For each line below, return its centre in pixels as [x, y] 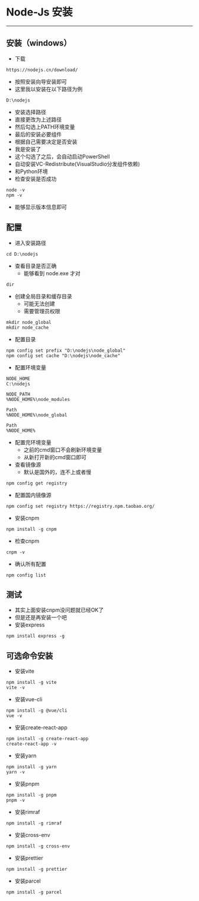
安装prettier [29, 858]
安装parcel [28, 881]
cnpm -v [16, 552]
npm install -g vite [32, 683]
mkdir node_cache [28, 327]
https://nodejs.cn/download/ [42, 70]
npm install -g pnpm [32, 795]
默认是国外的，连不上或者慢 [57, 472]
